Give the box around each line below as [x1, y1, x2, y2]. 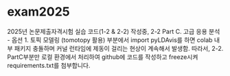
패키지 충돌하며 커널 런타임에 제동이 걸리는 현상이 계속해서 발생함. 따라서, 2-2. [14, 44, 224, 52]
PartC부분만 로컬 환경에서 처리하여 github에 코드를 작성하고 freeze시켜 [7, 52, 198, 61]
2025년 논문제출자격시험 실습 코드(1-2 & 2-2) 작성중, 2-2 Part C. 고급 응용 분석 [7, 27, 220, 35]
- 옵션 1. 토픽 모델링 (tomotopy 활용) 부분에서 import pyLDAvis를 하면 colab [7, 35, 213, 44]
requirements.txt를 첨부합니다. [7, 61, 91, 69]
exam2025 [7, 4, 70, 20]
